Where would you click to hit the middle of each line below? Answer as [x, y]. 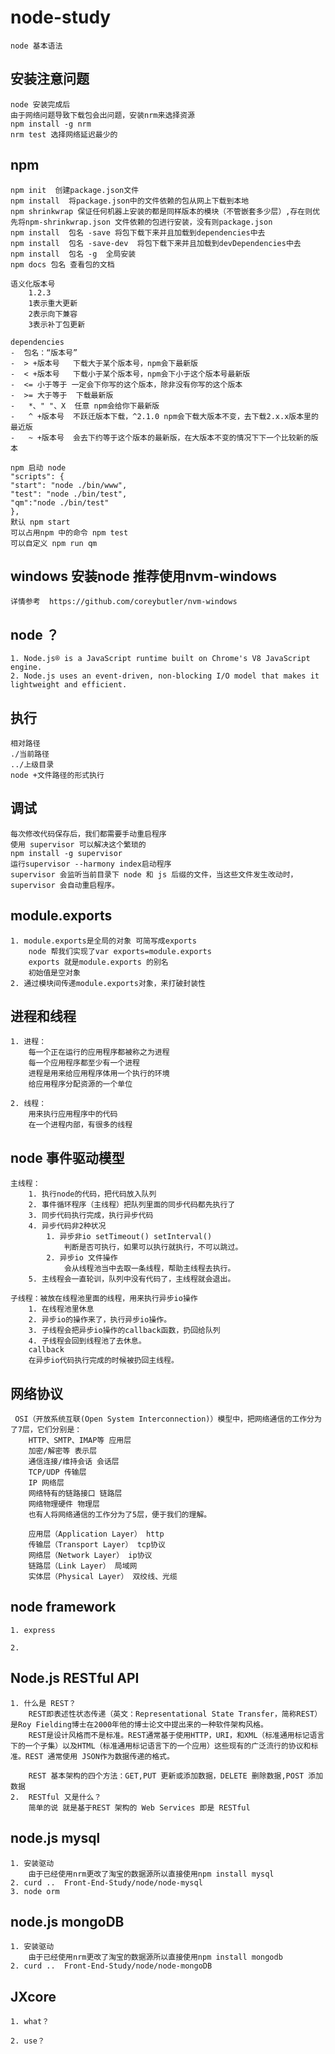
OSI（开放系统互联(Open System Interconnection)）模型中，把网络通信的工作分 [164, 1419]
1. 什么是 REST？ [43, 1703]
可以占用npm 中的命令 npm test [69, 532]
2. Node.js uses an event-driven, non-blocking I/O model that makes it [165, 676]
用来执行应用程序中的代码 [73, 1114]
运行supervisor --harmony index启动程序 [91, 864]
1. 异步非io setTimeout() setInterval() [129, 1237]
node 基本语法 [36, 46]
